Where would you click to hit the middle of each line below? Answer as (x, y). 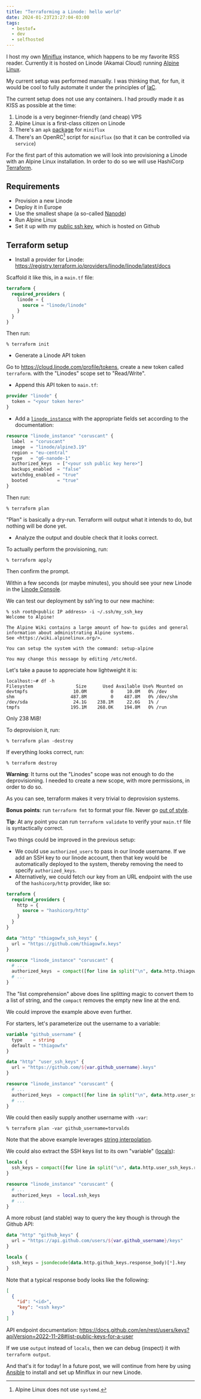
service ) (25, 143)
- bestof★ (24, 28)
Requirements (33, 187)
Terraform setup (37, 245)
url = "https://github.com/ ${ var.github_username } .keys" (84, 1068)
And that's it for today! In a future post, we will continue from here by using (99, 1365)
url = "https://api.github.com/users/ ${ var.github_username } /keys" (98, 1241)
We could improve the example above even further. (69, 1012)
